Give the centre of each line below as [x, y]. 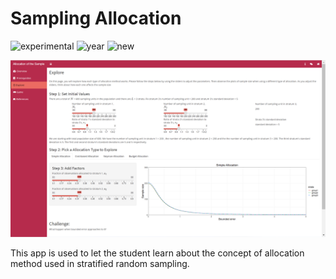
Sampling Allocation [96, 18]
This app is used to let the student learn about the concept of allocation [157, 253]
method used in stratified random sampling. [100, 264]
